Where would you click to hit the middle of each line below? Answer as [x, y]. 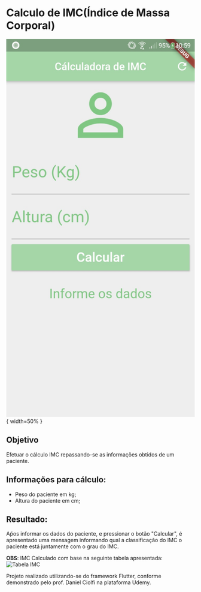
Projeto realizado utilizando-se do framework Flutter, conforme [84, 576]
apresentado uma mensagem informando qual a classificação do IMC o [94, 540]
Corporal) [31, 25]
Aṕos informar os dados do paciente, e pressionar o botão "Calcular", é [94, 534]
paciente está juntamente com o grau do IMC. [63, 546]
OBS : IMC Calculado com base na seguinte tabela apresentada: [84, 558]
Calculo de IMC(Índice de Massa [88, 13]
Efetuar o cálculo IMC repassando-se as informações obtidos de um [90, 454]
